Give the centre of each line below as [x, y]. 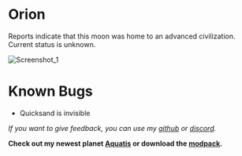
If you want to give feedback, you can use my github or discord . [112, 128]
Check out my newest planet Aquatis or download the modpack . [115, 143]
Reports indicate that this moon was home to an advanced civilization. [122, 36]
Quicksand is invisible [55, 113]
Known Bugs [50, 91]
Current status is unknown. [52, 44]
